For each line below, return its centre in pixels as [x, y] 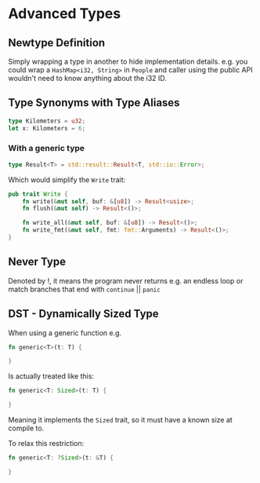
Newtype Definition [57, 43]
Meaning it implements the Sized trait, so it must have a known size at [120, 420]
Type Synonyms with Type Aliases [94, 103]
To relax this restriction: [46, 444]
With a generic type [46, 148]
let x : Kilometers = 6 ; [47, 128]
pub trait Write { [38, 194]
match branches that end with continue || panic [84, 289]
